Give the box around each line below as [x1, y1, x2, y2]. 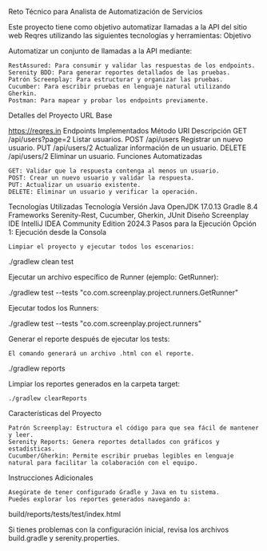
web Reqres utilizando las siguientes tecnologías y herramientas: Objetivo [8, 31, 252, 40]
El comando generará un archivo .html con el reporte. [8, 350, 195, 358]
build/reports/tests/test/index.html [8, 509, 122, 518]
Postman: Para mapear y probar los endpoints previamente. [8, 97, 209, 105]
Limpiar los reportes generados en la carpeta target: [8, 379, 181, 388]
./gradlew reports [8, 363, 66, 373]
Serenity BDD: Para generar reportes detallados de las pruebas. [8, 69, 230, 77]
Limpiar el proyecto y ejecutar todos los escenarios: [8, 243, 195, 251]
